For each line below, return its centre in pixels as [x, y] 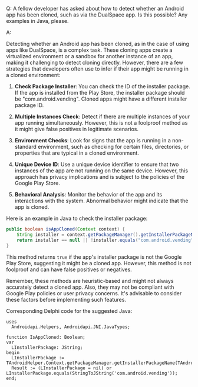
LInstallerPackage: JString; [47, 347]
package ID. [29, 105]
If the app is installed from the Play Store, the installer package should [100, 93]
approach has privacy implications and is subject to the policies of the [100, 177]
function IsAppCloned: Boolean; [46, 337]
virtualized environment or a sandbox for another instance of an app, [90, 56]
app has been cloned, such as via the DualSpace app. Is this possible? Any [97, 15]
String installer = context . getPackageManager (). [79, 235]
